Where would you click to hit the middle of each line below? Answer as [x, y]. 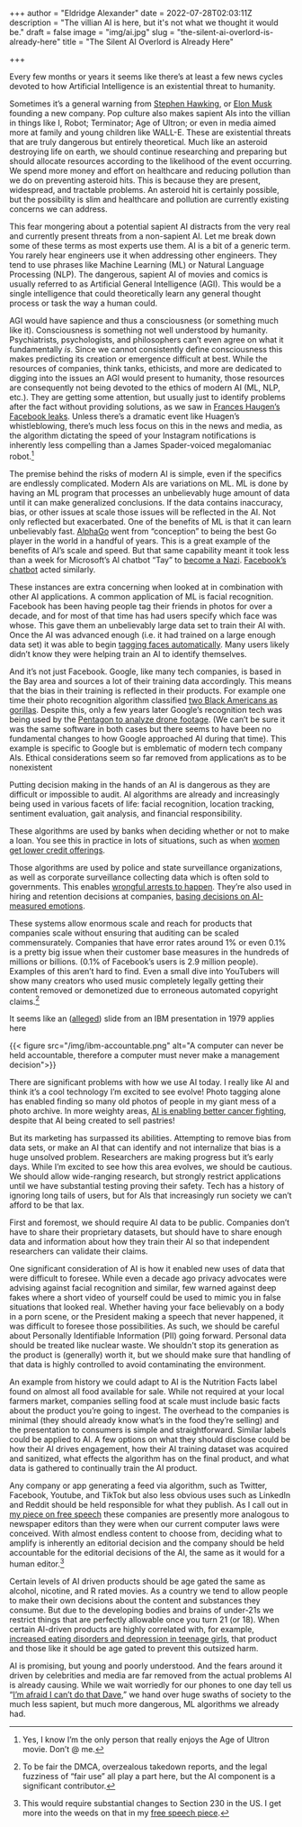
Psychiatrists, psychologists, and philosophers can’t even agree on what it [147, 340]
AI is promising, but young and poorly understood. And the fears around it [146, 1666]
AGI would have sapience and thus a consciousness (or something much [144, 320]
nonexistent [31, 767]
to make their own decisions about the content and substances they [135, 1600]
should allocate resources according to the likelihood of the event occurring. [151, 161]
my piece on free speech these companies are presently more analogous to [149, 1514]
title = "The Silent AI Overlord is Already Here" [148, 41]
